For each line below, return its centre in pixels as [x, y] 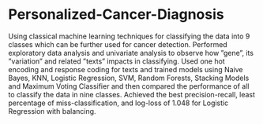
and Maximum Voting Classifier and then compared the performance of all [129, 86]
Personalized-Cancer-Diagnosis [116, 15]
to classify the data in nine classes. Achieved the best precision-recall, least [131, 94]
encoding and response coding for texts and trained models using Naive [126, 69]
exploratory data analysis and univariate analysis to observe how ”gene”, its [131, 53]
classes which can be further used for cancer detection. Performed [118, 44]
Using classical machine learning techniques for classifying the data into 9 [129, 36]
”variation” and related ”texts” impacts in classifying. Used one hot [116, 61]
